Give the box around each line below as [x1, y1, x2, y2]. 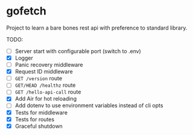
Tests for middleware [14, 108, 68, 116]
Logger [14, 54, 33, 61]
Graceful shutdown [14, 122, 63, 130]
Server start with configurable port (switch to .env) [14, 47, 142, 55]
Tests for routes [14, 116, 55, 123]
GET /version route [14, 75, 62, 82]
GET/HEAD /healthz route [14, 81, 76, 89]
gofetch [6, 4, 46, 18]
